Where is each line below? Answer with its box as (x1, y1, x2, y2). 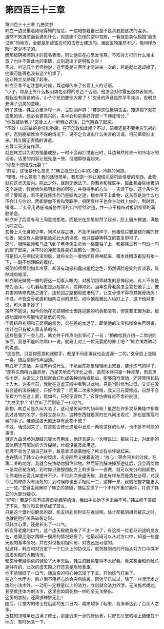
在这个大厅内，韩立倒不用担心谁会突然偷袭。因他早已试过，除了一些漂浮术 (5, 576, 155, 582)
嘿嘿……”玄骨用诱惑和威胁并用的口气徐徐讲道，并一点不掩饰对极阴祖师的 (5, 204, 151, 210)
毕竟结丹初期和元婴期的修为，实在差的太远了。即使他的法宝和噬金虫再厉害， (5, 320, 159, 326)
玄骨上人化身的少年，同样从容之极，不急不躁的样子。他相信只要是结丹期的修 (5, 229, 159, 235)
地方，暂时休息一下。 (5, 619, 48, 625)
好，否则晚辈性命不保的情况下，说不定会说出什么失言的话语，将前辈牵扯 (5, 131, 150, 137)
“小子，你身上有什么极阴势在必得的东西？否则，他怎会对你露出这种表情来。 (5, 88, 157, 94)
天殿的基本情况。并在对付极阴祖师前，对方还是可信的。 (5, 539, 116, 545)
